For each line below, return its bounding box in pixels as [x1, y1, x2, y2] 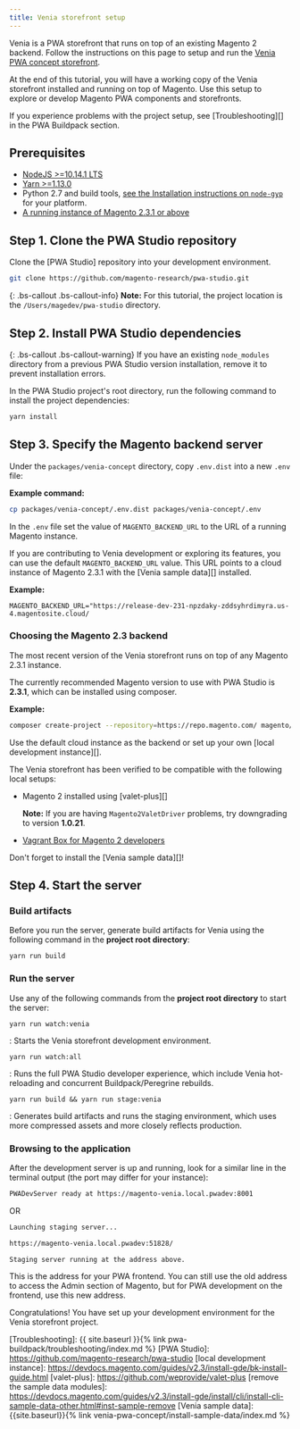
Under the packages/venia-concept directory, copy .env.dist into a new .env [9, 461, 291, 472]
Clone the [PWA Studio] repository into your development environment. [9, 256, 271, 268]
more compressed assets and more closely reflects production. [9, 1120, 243, 1131]
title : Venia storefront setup [9, 13, 126, 22]
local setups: [9, 773, 56, 784]
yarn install [9, 412, 58, 421]
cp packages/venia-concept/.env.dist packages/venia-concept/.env [9, 505, 262, 514]
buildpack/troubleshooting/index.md [9, 1343, 143, 1354]
